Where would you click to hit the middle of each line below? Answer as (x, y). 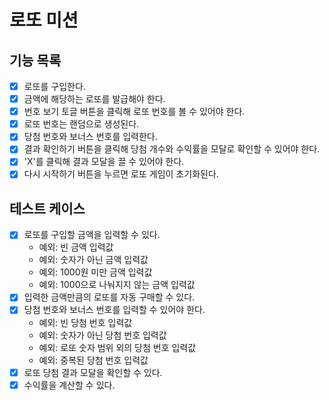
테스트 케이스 (47, 208)
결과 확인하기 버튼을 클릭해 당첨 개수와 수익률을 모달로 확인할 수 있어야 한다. (172, 149)
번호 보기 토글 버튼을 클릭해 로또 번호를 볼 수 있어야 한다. (134, 112)
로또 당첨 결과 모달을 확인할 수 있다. (93, 372)
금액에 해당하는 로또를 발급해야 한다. (94, 99)
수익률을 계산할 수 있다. (69, 385)
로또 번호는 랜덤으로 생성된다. (81, 124)
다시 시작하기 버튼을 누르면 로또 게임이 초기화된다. (121, 174)
